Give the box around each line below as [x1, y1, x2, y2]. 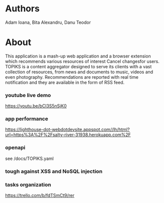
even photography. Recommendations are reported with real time [5, 74, 139, 80]
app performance [5, 115, 48, 122]
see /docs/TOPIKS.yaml [5, 155, 54, 161]
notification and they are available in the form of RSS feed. [5, 79, 125, 85]
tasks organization [5, 181, 51, 188]
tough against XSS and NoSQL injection [5, 168, 103, 175]
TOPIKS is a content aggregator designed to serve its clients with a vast [5, 63, 152, 69]
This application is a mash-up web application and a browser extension [5, 53, 151, 59]
